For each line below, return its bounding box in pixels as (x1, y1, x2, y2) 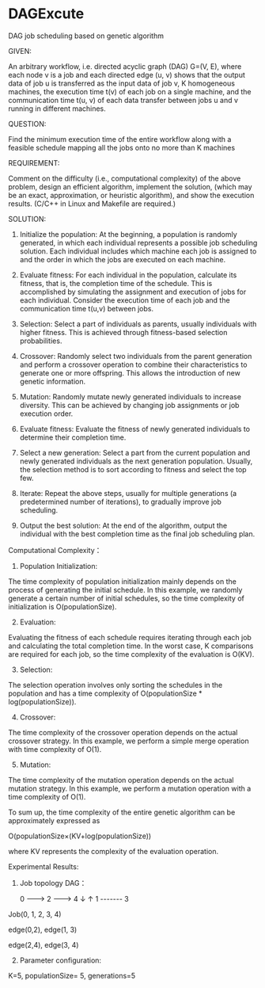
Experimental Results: (8, 861, 79, 872)
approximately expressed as (8, 815, 100, 825)
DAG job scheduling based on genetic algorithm (8, 31, 165, 40)
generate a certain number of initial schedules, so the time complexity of (8, 593, 245, 603)
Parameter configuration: (19, 956, 101, 965)
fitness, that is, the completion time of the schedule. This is (19, 278, 213, 288)
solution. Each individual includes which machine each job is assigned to (19, 246, 257, 256)
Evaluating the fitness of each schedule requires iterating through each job (8, 632, 252, 642)
